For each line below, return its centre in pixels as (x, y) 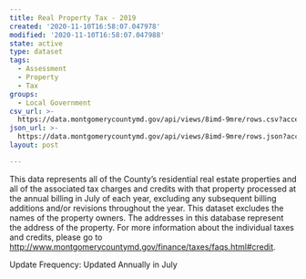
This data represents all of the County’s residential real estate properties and (153, 179)
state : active (36, 43)
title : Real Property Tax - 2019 (73, 18)
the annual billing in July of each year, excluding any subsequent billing (143, 198)
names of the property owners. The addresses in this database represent (147, 217)
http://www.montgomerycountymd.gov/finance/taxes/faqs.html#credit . (143, 246)
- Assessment (42, 69)
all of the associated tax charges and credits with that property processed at (153, 189)
